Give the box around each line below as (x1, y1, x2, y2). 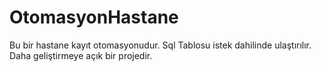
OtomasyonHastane (9, 6, 179, 29)
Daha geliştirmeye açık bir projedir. (9, 49, 153, 61)
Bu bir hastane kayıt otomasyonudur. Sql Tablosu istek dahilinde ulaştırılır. (9, 39, 312, 51)
